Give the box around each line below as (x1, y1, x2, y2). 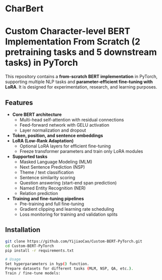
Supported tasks (12, 153, 48, 159)
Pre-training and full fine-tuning (19, 201, 84, 207)
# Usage (5, 257, 21, 262)
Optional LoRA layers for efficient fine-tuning (19, 143, 111, 149)
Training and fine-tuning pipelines (12, 195, 84, 201)
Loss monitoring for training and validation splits (19, 211, 118, 217)
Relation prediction (19, 190, 58, 196)
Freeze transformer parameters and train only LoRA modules (19, 148, 143, 154)
